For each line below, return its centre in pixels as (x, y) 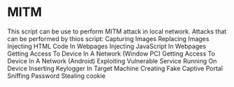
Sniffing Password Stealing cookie (57, 76)
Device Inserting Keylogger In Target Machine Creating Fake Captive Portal (115, 68)
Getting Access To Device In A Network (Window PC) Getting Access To (111, 54)
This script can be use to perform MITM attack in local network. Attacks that (117, 31)
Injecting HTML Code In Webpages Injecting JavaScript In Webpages (107, 46)
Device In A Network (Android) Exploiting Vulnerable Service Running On (112, 61)
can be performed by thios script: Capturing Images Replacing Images (108, 38)
